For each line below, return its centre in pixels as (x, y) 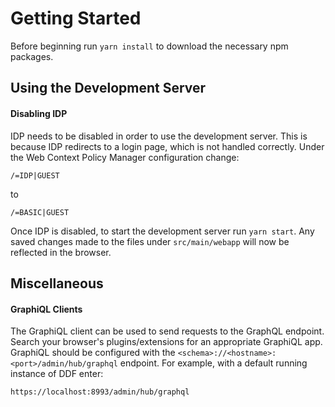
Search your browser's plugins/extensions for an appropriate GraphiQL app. (166, 342)
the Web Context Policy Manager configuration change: (125, 157)
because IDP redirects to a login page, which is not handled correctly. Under (167, 146)
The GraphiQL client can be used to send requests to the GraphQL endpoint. (167, 331)
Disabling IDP (39, 113)
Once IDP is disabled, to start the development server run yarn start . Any (162, 231)
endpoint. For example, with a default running (213, 363)
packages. (32, 56)
